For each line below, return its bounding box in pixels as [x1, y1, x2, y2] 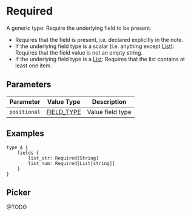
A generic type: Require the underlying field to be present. [6, 24, 152, 32]
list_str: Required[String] [28, 155, 99, 161]
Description [92, 97, 127, 106]
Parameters [6, 79, 52, 90]
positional [9, 108, 41, 115]
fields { [17, 150, 39, 156]
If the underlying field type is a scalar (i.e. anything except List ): [15, 42, 175, 50]
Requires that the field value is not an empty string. [15, 49, 143, 56]
